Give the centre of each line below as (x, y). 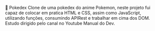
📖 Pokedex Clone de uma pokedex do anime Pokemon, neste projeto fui (78, 8)
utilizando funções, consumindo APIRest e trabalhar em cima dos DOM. (77, 18)
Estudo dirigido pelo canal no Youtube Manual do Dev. (60, 23)
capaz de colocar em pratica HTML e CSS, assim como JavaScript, (73, 13)
